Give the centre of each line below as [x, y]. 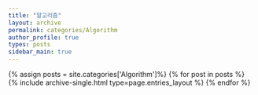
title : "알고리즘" [35, 15]
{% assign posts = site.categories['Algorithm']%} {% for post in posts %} [127, 74]
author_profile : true [44, 37]
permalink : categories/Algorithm [63, 30]
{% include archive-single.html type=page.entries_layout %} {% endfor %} [129, 82]
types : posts [29, 45]
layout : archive [35, 23]
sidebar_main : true [40, 52]
